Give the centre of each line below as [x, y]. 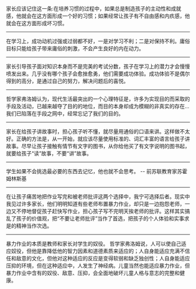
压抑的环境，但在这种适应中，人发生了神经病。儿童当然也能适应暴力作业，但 [98, 266]
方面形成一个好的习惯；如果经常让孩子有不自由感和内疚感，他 [116, 16]
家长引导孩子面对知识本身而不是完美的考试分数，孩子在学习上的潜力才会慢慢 [98, 66]
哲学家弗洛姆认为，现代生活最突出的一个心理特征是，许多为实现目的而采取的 [98, 99]
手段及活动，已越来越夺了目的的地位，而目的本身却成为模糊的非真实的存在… [98, 106]
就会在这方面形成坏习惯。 [37, 23]
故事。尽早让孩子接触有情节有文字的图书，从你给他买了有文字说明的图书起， [98, 146]
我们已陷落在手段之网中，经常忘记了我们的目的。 [65, 113]
